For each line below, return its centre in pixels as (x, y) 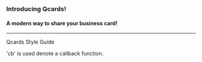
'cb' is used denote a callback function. (55, 54)
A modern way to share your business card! (62, 23)
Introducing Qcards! (36, 9)
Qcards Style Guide (30, 42)
